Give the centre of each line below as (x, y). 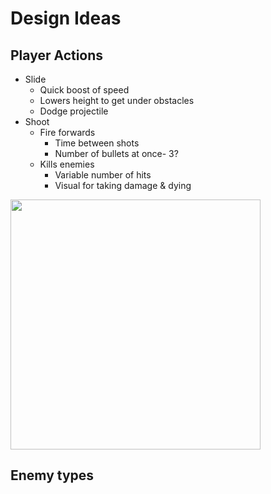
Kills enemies (67, 164)
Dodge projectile (74, 111)
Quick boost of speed (84, 90)
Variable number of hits (103, 175)
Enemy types (52, 475)
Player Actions (57, 55)
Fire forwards (67, 132)
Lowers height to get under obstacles (117, 100)
